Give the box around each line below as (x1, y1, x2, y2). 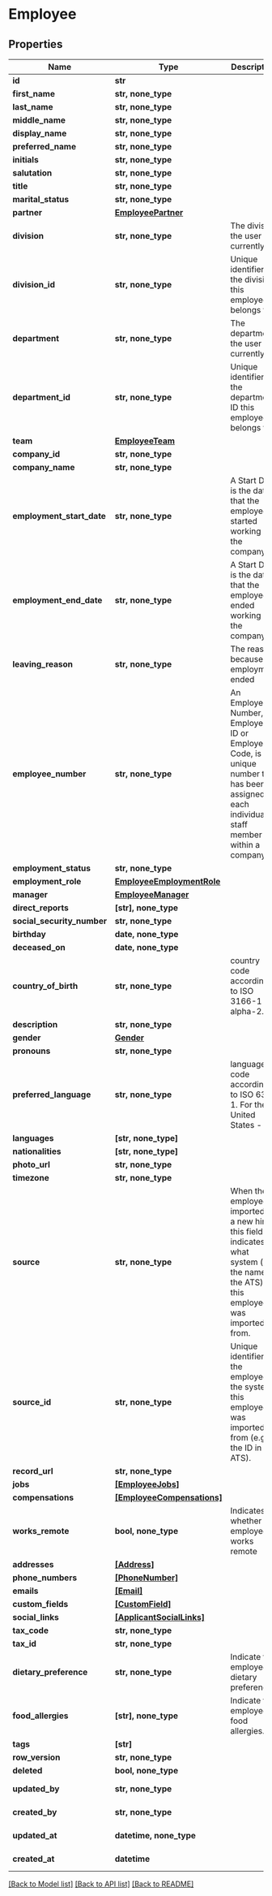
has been (230, 779, 266, 789)
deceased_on (12, 942, 66, 952)
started (230, 516, 257, 526)
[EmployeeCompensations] (114, 1492, 223, 1503)
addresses (12, 1559, 54, 1570)
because (230, 654, 264, 664)
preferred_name (12, 141, 77, 152)
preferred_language (12, 1089, 91, 1100)
